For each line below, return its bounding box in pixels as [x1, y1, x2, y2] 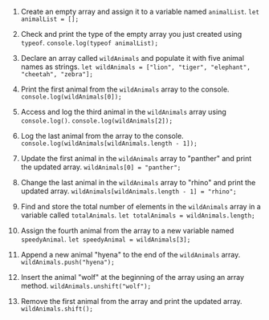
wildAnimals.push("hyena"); [20, 258, 115, 266]
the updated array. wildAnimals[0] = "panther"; [20, 162, 181, 172]
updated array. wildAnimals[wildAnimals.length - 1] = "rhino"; [20, 186, 238, 196]
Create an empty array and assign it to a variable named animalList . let [20, 7, 260, 16]
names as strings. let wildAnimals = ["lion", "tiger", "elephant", [20, 62, 251, 71]
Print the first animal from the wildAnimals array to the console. [20, 84, 230, 94]
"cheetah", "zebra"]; [20, 71, 93, 79]
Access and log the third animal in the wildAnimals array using [20, 107, 227, 116]
